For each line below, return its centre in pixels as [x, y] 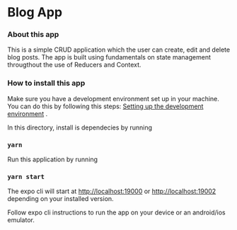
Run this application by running [52, 159]
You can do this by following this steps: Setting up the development [105, 106]
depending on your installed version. [61, 199]
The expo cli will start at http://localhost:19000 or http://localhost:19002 [112, 191]
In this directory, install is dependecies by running [80, 127]
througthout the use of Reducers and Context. [74, 65]
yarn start [26, 177]
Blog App [35, 12]
